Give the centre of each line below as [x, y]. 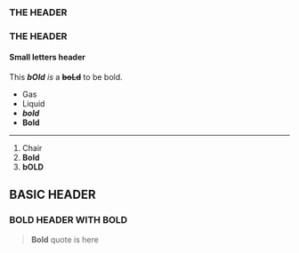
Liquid [33, 104]
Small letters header [48, 57]
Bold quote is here [65, 239]
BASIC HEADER [53, 195]
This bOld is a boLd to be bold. [66, 77]
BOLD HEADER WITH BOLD [69, 220]
